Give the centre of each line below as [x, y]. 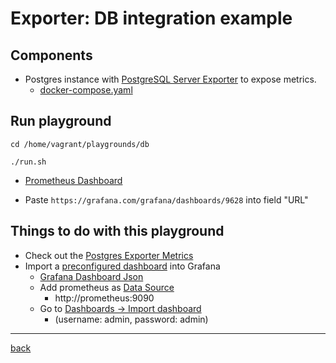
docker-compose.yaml [86, 90]
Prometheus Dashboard [73, 180]
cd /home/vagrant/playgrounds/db [80, 144]
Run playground [61, 121]
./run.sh [28, 162]
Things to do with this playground [117, 231]
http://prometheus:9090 [104, 298]
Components [51, 55]
